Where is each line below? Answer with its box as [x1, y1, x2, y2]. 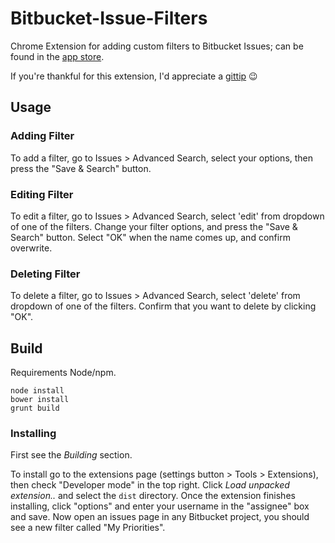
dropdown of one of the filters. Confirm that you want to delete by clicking [10, 300, 317, 312]
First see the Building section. [10, 449, 133, 461]
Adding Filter [10, 129, 75, 143]
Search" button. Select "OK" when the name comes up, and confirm [10, 231, 291, 243]
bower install [10, 395, 70, 405]
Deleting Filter [10, 267, 81, 281]
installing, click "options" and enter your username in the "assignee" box [10, 500, 310, 512]
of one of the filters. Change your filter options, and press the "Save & [10, 220, 298, 232]
